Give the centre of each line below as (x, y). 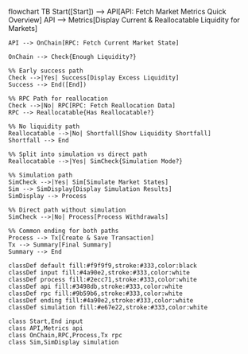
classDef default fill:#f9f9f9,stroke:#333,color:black (103, 266)
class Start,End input (46, 321)
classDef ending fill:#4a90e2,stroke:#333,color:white (101, 301)
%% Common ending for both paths (64, 231)
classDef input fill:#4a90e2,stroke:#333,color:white (99, 273)
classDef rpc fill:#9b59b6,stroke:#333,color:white (95, 294)
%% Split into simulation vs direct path (78, 154)
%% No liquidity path (44, 126)
